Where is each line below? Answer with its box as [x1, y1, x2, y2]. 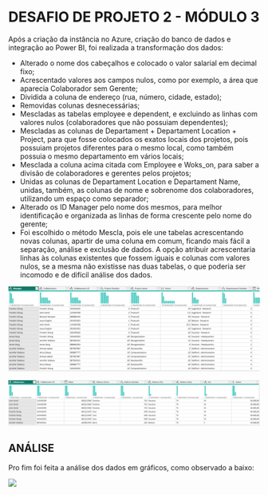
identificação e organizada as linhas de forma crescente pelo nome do [19, 210, 252, 220]
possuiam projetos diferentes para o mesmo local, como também [19, 143, 234, 152]
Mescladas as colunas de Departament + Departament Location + [19, 126, 237, 136]
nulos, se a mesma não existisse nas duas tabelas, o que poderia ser [19, 261, 246, 271]
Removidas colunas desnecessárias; [19, 100, 140, 110]
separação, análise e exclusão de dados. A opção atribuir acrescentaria [19, 244, 256, 254]
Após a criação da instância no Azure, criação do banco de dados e [8, 34, 231, 44]
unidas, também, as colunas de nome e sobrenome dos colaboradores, [19, 185, 254, 194]
